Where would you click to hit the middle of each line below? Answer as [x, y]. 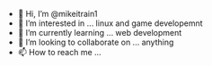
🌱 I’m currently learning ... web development [100, 33]
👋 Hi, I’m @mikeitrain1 [57, 14]
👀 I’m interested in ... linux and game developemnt [110, 23]
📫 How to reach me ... [59, 52]
